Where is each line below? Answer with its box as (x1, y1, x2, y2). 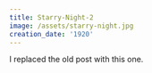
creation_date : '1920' (9, 29, 94, 38)
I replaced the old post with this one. (9, 54, 144, 65)
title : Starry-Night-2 (9, 12, 94, 22)
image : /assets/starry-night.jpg (9, 21, 134, 30)
